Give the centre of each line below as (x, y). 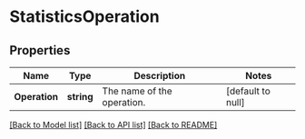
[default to (248, 91)
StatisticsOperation (85, 17)
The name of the (137, 91)
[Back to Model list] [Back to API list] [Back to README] (113, 125)
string (80, 97)
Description (160, 76)
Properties (40, 50)
